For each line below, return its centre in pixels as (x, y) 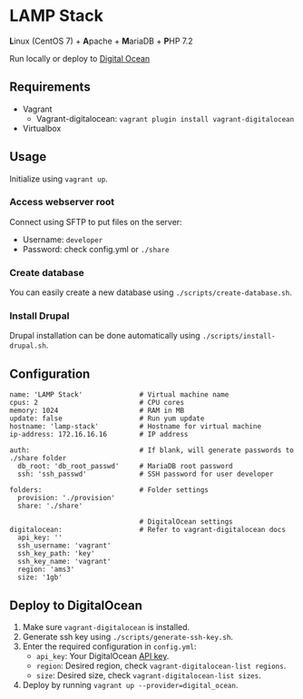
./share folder (38, 458)
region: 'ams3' (46, 570)
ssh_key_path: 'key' (56, 554)
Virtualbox (42, 128)
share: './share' (50, 506)
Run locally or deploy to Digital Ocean (80, 58)
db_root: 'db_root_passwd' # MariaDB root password (125, 467)
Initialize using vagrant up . (59, 179)
